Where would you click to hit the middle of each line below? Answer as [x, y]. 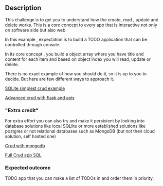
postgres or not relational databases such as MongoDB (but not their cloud [80, 131]
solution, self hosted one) [31, 136]
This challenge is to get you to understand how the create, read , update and [82, 19]
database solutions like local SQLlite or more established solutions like [75, 126]
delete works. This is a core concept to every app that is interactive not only [81, 25]
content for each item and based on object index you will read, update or [78, 59]
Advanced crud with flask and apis [40, 98]
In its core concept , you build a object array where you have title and [74, 54]
